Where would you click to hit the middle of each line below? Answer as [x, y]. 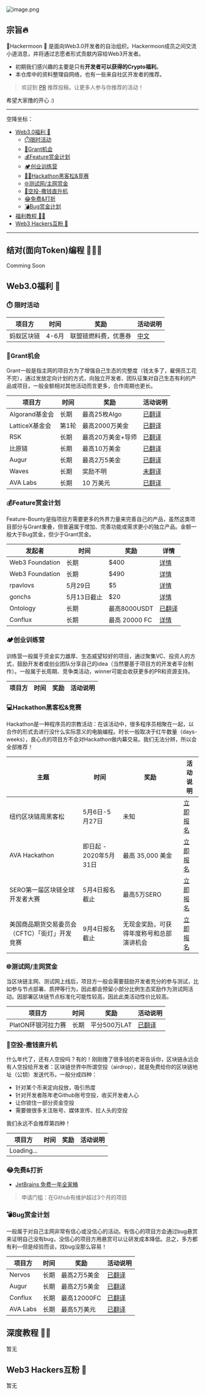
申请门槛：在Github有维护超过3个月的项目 [74, 1198]
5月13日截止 [85, 597]
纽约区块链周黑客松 [37, 817]
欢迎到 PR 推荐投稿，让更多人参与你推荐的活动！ [82, 87]
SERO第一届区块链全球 [42, 890]
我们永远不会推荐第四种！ [38, 1123]
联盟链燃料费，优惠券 [101, 336]
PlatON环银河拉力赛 [38, 1025]
